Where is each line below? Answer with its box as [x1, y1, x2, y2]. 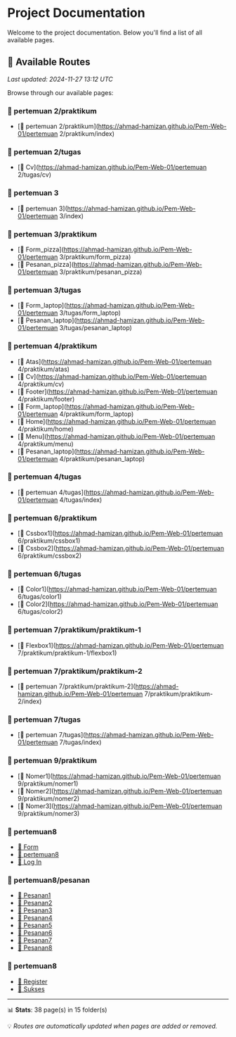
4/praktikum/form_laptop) [59, 410, 134, 418]
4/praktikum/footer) [17, 394, 75, 403]
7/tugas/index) [59, 738, 102, 747]
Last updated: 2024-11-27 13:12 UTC [7, 75, 114, 83]
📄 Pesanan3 [17, 906, 53, 915]
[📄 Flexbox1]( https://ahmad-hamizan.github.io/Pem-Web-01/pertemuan [17, 641, 224, 649]
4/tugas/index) [59, 495, 103, 504]
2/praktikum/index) [59, 130, 114, 138]
